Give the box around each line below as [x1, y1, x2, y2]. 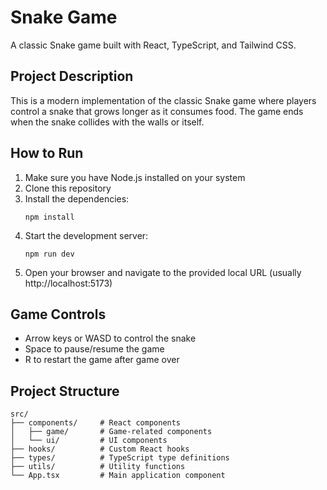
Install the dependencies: [24, 192, 130, 205]
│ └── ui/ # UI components [10, 436, 168, 446]
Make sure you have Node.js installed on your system [24, 171, 246, 183]
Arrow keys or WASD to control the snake [24, 332, 197, 345]
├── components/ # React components [10, 418, 182, 428]
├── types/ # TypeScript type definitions [10, 453, 230, 463]
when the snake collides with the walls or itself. [10, 116, 205, 128]
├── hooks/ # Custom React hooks [10, 444, 190, 455]
